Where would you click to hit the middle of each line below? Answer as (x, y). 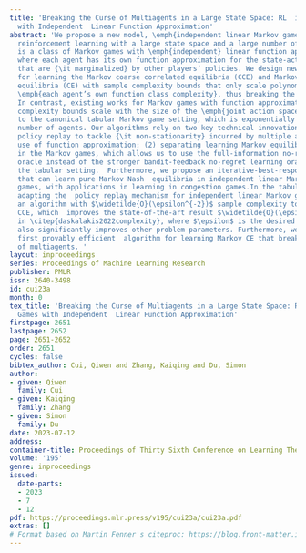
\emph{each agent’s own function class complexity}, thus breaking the (157, 94)
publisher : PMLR (40, 272)
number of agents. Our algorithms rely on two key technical (136, 128)
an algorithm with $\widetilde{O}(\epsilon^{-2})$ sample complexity (152, 205)
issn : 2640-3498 (40, 281)
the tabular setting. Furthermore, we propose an (116, 170)
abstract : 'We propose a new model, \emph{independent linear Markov (144, 35)
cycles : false (36, 356)
